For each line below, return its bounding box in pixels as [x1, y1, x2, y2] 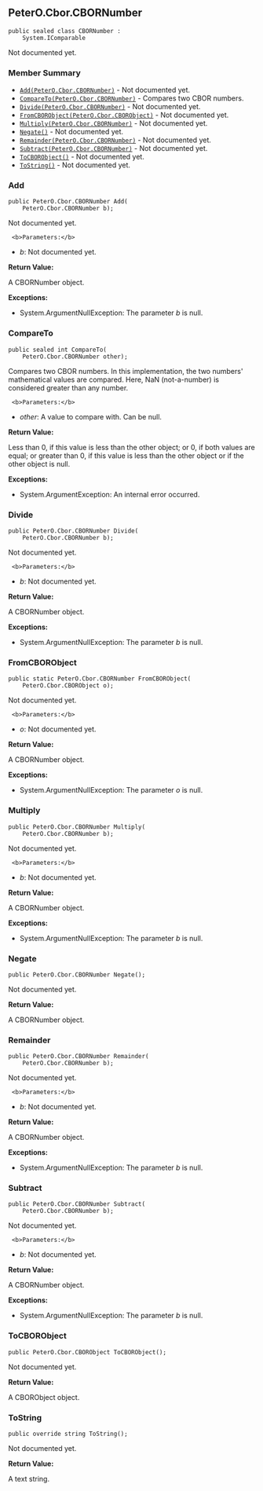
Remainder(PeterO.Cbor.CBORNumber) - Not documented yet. [19, 135, 212, 145]
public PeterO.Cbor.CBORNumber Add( [8, 198, 128, 206]
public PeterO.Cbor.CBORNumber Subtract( [8, 1200, 146, 1208]
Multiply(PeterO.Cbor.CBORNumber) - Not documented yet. [19, 119, 208, 128]
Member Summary [8, 67, 81, 78]
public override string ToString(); [8, 1430, 128, 1438]
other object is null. [8, 459, 71, 468]
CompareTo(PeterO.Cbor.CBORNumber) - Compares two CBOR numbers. [19, 93, 244, 103]
